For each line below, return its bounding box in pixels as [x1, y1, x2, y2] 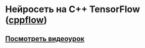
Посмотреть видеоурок [5, 34, 85, 43]
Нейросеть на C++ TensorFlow [5, 4, 140, 15]
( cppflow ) [5, 14, 47, 26]
